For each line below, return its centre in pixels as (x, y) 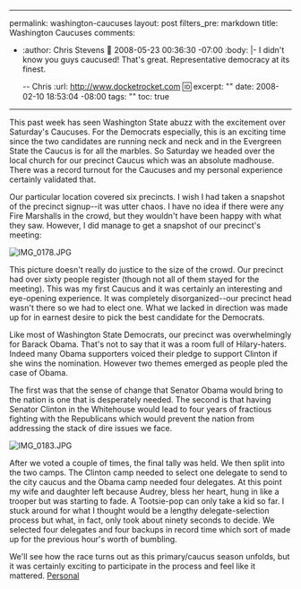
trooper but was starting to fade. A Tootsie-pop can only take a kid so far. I (147, 501)
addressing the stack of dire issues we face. (91, 428)
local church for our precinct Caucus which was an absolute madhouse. (142, 160)
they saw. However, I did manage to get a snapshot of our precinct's (135, 225)
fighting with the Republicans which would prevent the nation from (132, 419)
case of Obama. (39, 372)
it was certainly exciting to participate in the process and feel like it (133, 566)
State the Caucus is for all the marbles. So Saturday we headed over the (142, 151)
